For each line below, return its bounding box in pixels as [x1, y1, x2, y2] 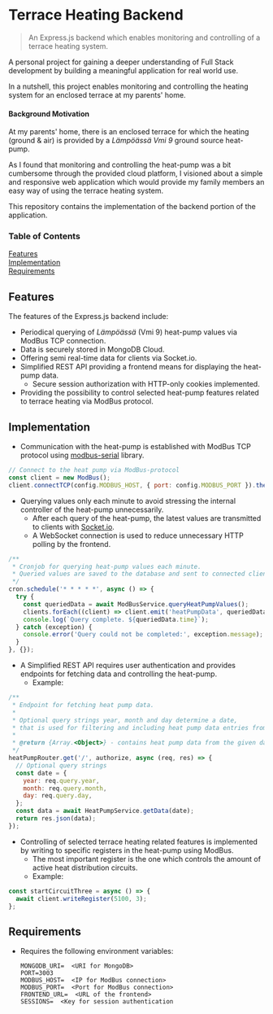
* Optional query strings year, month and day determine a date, [11, 716, 238, 724]
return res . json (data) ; [15, 815, 96, 823]
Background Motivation [8, 108, 89, 119]
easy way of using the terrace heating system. [8, 186, 164, 196]
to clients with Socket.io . [32, 522, 115, 531]
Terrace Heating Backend [8, 6, 184, 24]
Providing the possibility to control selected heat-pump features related [19, 388, 260, 398]
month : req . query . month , [23, 784, 107, 793]
